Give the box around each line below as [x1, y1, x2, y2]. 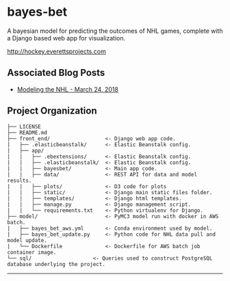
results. [7, 177, 32, 184]
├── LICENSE [7, 123, 41, 130]
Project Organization [7, 105, 97, 117]
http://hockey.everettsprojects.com [7, 47, 106, 55]
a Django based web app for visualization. [7, 34, 126, 42]
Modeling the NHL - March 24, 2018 [16, 85, 118, 93]
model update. [7, 237, 48, 243]
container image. [7, 249, 57, 256]
